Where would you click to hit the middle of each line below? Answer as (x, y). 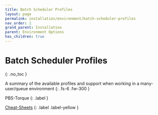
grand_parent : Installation (34, 28)
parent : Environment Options (35, 32)
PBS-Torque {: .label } (27, 98)
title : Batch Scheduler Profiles (39, 9)
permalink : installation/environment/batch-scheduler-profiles (70, 18)
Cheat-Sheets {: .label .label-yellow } (42, 107)
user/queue (17, 88)
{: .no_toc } (16, 74)
